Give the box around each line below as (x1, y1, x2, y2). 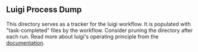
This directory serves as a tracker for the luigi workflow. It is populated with (6, 20, 191, 27)
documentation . (6, 39, 45, 46)
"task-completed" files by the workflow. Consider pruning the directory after (6, 27, 193, 34)
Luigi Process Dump (6, 5, 82, 15)
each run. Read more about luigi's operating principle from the (6, 32, 159, 40)
